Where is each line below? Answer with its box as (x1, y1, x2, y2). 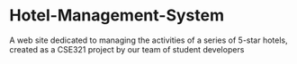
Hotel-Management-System (9, 5, 225, 26)
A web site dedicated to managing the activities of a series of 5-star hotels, (9, 35, 288, 45)
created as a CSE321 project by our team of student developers (9, 44, 245, 54)
